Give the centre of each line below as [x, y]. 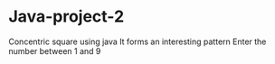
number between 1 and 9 [55, 50]
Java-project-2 [66, 17]
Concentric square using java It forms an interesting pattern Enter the [137, 41]
